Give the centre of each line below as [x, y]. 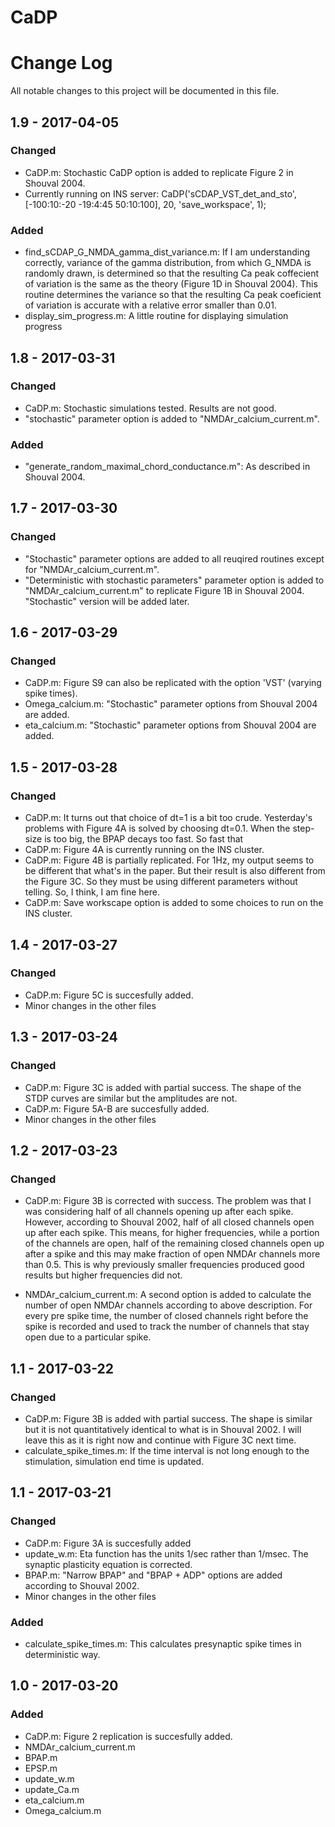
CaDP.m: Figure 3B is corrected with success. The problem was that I [168, 1201]
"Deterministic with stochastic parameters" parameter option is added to [174, 580]
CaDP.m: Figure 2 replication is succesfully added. [128, 1736]
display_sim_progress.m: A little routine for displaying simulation [156, 316]
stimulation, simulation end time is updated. [114, 1461]
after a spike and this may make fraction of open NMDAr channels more [172, 1254]
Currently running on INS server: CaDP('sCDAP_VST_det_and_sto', [160, 193]
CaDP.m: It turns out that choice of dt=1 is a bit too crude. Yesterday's [168, 818]
